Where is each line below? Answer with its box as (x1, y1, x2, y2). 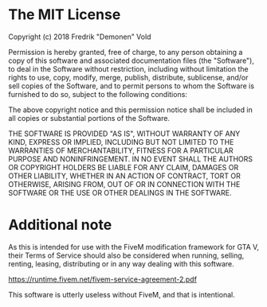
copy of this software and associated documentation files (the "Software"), (8, 56, 255, 65)
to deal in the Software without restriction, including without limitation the (8, 64, 249, 73)
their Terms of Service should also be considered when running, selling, (8, 251, 245, 260)
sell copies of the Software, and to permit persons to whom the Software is (8, 81, 255, 91)
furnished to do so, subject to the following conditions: (8, 89, 187, 99)
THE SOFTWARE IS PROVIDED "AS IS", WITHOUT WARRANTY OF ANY (8, 129, 241, 138)
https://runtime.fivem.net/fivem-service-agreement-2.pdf (8, 274, 198, 284)
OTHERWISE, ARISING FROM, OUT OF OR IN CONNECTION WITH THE (8, 179, 241, 188)
